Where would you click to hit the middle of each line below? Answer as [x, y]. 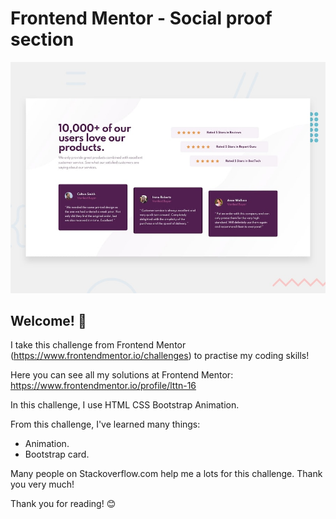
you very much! [42, 484]
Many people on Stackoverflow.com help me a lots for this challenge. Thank [166, 474]
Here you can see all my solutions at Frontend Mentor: [122, 375]
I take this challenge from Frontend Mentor [98, 345]
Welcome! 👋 [48, 320]
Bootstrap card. [57, 454]
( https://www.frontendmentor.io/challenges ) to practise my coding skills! [160, 356]
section [42, 39]
